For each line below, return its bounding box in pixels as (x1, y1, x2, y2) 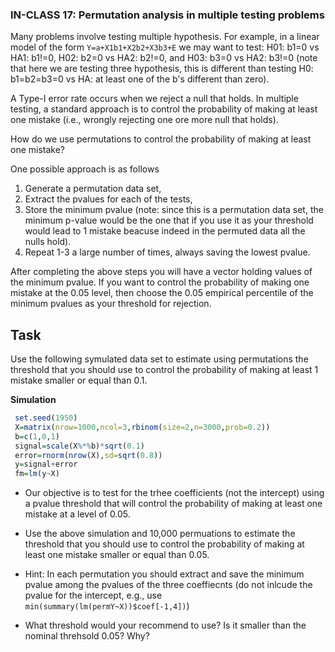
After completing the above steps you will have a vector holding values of (10, 266, 313, 278)
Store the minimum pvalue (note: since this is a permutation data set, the (24, 204, 324, 216)
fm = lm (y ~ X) (14, 469, 60, 479)
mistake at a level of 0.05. (24, 508, 131, 520)
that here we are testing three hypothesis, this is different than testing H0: (10, 63, 314, 75)
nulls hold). (24, 236, 72, 248)
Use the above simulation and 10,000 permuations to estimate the (24, 528, 296, 540)
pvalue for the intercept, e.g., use (24, 589, 163, 602)
